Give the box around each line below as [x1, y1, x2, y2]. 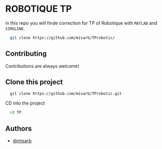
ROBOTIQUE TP [5, 3, 72, 15]
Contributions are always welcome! [5, 63, 79, 69]
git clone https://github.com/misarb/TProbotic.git [10, 91, 122, 96]
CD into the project [5, 100, 45, 106]
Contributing [5, 49, 47, 58]
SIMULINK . [5, 25, 25, 31]
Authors [5, 124, 32, 133]
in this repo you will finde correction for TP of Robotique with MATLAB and [5, 20, 157, 26]
